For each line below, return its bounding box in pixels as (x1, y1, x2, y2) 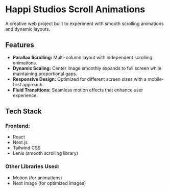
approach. (22, 81, 44, 87)
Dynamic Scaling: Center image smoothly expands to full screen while (12, 65, 162, 71)
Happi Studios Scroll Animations (5, 4, 146, 15)
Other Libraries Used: (5, 163, 60, 170)
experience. (12, 92, 38, 98)
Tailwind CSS (12, 145, 41, 151)
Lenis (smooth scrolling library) (12, 150, 78, 156)
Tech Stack (5, 107, 42, 116)
